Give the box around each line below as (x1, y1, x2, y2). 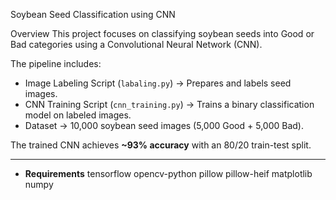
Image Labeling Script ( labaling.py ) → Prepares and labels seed (24, 77, 292, 89)
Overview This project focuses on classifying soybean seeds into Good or (10, 28, 315, 39)
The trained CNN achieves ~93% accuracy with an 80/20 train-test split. (10, 139, 312, 151)
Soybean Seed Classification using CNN (10, 9, 176, 20)
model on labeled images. (24, 109, 132, 121)
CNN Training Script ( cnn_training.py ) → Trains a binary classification (24, 99, 315, 110)
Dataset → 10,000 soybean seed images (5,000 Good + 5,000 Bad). (24, 120, 304, 131)
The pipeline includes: (10, 58, 102, 69)
